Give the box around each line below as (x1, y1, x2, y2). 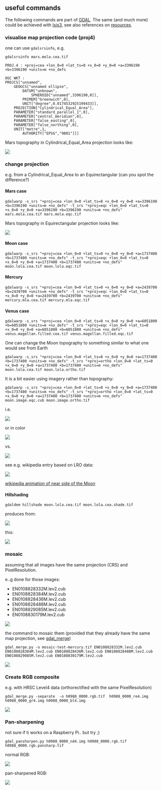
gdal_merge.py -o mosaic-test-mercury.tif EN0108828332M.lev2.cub (5, 645, 142, 650)
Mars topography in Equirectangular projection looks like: (5, 220, 120, 226)
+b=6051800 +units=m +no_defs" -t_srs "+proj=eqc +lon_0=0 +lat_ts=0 (5, 323, 149, 328)
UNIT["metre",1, (14, 127, 47, 132)
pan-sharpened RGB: (5, 770, 48, 776)
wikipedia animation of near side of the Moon (5, 481, 96, 486)
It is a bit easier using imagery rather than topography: (5, 376, 114, 382)
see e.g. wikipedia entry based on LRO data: (5, 462, 94, 468)
